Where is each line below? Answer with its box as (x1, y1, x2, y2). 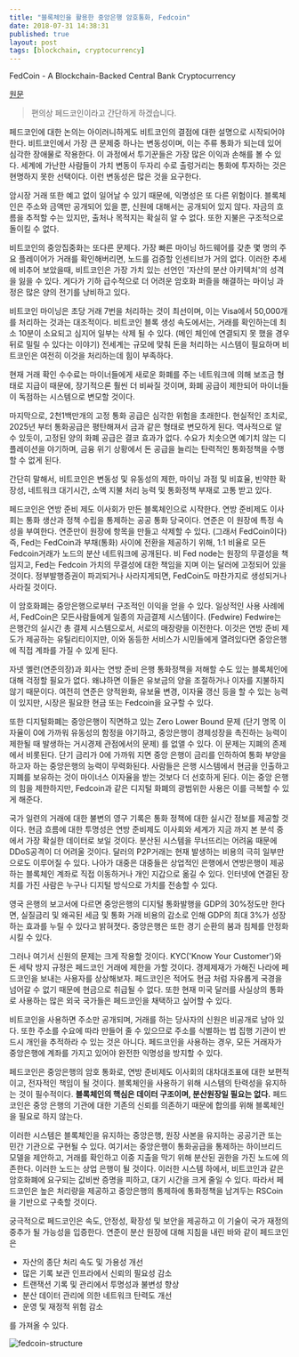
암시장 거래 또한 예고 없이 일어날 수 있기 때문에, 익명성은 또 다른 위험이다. (9, 190, 263, 201)
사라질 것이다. (9, 582, 58, 593)
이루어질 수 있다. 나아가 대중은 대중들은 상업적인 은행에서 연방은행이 (32, 858, 269, 868)
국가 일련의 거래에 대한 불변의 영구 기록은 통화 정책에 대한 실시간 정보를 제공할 (9, 813, 280, 824)
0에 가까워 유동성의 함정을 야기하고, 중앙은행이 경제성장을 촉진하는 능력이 (32, 727, 287, 739)
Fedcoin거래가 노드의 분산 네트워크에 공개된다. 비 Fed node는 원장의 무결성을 (9, 548, 279, 559)
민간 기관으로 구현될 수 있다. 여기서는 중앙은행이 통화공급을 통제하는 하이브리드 (9, 1141, 283, 1152)
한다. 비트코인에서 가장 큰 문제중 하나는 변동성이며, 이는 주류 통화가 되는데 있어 (9, 138, 282, 149)
